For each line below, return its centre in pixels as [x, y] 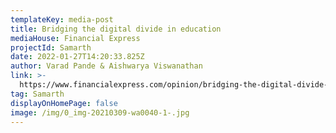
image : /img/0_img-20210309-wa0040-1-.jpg [100, 112]
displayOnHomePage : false [64, 103]
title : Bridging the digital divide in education [116, 29]
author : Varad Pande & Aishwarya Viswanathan [106, 66]
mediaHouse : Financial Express [75, 38]
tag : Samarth [37, 94]
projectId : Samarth [51, 47]
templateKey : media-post [62, 19]
